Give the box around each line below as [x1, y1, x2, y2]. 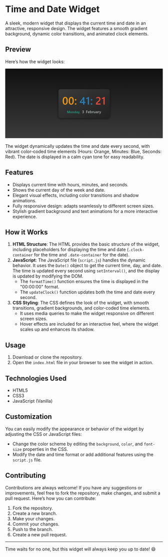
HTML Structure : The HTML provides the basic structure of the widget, [12, 241, 160, 247]
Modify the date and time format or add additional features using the [12, 451, 153, 457]
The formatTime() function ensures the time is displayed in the [19, 278, 148, 285]
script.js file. [12, 457, 42, 463]
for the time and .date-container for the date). [34, 252, 130, 258]
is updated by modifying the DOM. [12, 273, 83, 279]
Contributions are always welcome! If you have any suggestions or [5, 484, 142, 490]
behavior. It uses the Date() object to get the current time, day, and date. [12, 262, 162, 268]
